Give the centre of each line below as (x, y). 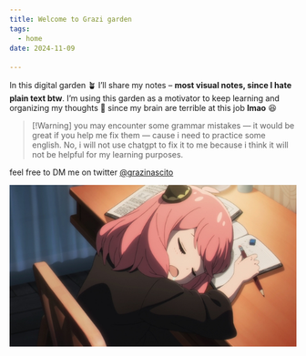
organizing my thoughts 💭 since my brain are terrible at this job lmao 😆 (143, 108)
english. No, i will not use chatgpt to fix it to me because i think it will (160, 145)
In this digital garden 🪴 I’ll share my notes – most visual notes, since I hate (151, 86)
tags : (20, 29)
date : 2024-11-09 (42, 48)
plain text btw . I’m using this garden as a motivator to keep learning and (145, 98)
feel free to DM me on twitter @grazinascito (92, 172)
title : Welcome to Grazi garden (71, 19)
